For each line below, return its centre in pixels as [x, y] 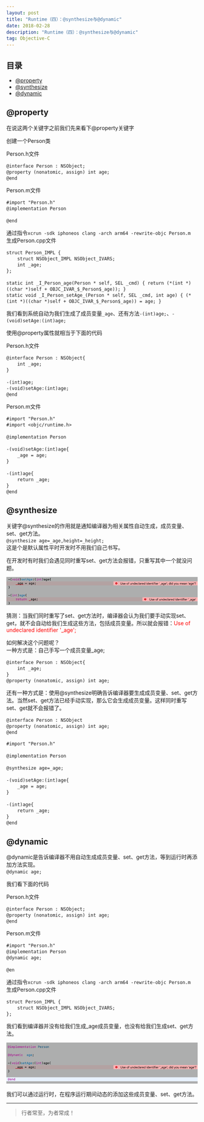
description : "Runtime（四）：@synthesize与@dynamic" [72, 32]
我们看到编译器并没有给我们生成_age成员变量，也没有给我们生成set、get [97, 1026]
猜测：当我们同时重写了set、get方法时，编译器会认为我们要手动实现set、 [98, 616]
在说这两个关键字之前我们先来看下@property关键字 [70, 128]
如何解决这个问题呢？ [33, 643]
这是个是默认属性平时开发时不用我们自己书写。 [65, 547]
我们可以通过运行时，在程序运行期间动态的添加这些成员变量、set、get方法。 [102, 1094]
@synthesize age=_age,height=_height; [55, 541]
